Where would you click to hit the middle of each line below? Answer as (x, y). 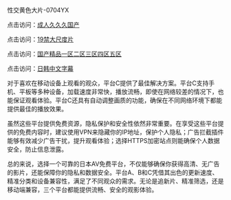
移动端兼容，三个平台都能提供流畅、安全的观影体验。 (82, 190)
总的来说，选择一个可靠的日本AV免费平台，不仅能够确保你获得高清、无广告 (113, 164)
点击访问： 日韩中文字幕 (40, 68)
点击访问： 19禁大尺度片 (41, 39)
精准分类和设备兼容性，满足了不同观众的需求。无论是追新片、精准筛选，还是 (115, 181)
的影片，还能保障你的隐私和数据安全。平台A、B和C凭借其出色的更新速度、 (113, 173)
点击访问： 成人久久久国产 (43, 25)
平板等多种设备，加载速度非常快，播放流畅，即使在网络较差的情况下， (118, 92)
